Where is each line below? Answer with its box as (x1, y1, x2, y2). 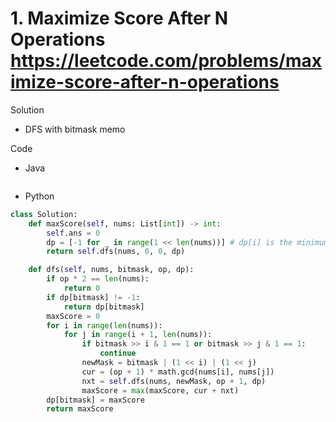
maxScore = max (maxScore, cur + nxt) (81, 385, 240, 396)
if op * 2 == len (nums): (46, 274, 150, 284)
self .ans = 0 (46, 228, 101, 238)
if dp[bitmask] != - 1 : (46, 292, 141, 302)
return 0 (63, 283, 101, 294)
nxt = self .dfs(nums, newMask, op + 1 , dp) (81, 376, 267, 386)
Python (24, 190, 55, 202)
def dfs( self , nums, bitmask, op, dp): (28, 265, 195, 275)
